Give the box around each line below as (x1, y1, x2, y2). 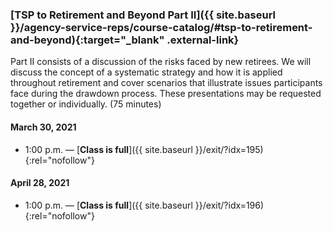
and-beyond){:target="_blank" (10, 33, 165, 47)
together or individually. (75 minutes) (10, 98, 162, 110)
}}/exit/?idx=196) (194, 199, 265, 211)
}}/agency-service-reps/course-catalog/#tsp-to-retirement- (10, 20, 313, 34)
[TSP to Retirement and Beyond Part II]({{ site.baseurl (10, 8, 276, 22)
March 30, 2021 (10, 121, 77, 133)
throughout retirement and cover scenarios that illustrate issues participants (10, 77, 323, 89)
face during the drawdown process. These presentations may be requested (10, 88, 322, 100)
